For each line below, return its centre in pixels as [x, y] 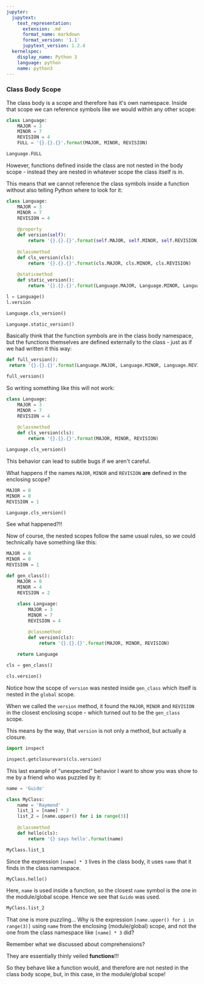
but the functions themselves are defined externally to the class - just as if [99, 342]
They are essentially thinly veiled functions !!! [63, 956]
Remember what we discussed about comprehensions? [76, 945]
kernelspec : [27, 52]
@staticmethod [35, 275]
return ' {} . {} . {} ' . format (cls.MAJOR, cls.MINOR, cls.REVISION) [110, 263]
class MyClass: [25, 799]
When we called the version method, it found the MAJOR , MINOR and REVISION [100, 706]
